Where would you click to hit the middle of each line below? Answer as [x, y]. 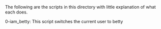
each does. [16, 12]
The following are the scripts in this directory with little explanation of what [80, 7]
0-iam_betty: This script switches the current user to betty [64, 22]
